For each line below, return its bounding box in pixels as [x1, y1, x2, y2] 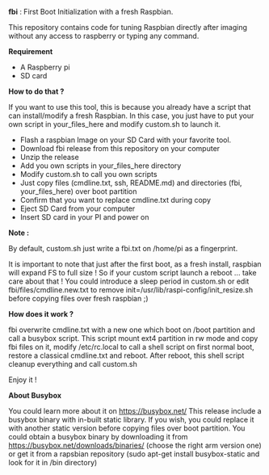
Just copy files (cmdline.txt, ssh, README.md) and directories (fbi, [19, 178, 242, 187]
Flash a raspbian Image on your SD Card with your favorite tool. [19, 135, 232, 145]
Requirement [8, 47, 53, 56]
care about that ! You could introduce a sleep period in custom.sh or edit [8, 276, 250, 286]
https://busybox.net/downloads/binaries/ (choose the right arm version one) [8, 440, 263, 450]
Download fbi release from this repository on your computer [19, 144, 221, 153]
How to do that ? [8, 86, 65, 96]
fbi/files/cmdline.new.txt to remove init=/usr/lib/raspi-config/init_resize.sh [8, 285, 254, 294]
